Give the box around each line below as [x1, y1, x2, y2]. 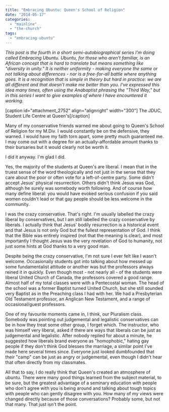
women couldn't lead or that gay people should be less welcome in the [5, 195, 152, 202]
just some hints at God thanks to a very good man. [5, 243, 110, 249]
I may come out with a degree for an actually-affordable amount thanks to [5, 138, 158, 144]
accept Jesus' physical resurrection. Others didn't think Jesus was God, [5, 180, 155, 186]
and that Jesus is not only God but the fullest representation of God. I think [5, 227, 160, 233]
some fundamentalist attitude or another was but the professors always [5, 264, 154, 270]
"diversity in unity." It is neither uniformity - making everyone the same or [5, 65, 158, 71]
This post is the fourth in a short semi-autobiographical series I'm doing [5, 49, 155, 56]
